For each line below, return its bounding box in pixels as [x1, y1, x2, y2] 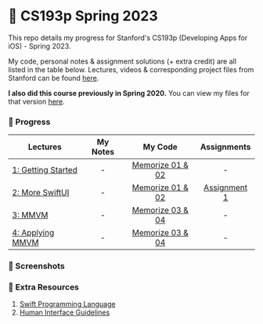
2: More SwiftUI [12, 187, 70, 198]
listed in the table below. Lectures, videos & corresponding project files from [8, 64, 254, 74]
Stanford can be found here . [8, 73, 99, 82]
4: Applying [12, 228, 55, 238]
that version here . [8, 96, 65, 106]
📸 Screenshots [8, 260, 65, 271]
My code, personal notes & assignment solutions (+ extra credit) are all [8, 56, 237, 66]
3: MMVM [12, 209, 49, 220]
